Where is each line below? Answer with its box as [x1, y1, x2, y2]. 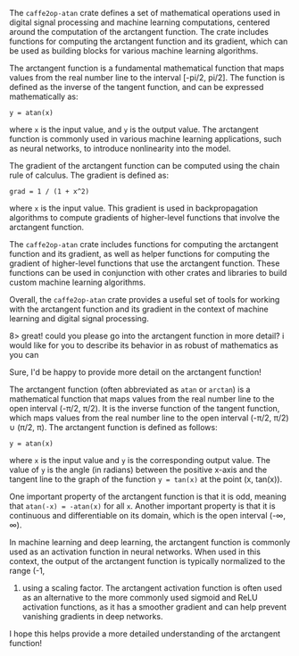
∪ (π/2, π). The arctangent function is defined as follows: [9, 422, 218, 432]
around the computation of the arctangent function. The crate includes [9, 27, 270, 37]
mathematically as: [9, 91, 79, 102]
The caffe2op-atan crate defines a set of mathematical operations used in [9, 8, 281, 18]
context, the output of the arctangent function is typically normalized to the [9, 556, 286, 566]
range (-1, [9, 566, 46, 576]
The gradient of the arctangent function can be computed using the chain [9, 161, 280, 170]
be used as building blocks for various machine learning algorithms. [9, 46, 259, 56]
